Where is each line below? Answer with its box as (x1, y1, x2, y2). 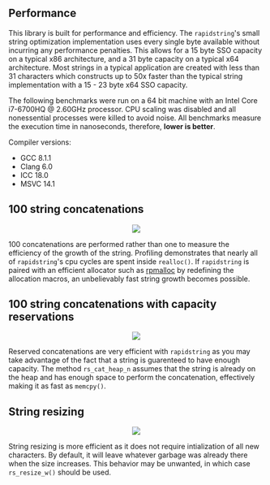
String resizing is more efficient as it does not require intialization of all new (8, 442, 259, 452)
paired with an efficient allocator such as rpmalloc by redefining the (8, 265, 234, 275)
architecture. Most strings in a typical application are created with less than (8, 63, 260, 72)
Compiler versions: (8, 137, 71, 147)
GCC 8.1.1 (19, 153, 52, 162)
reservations (8, 310, 75, 324)
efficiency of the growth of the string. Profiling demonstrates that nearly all (8, 248, 258, 258)
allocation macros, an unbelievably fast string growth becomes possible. (8, 274, 251, 284)
